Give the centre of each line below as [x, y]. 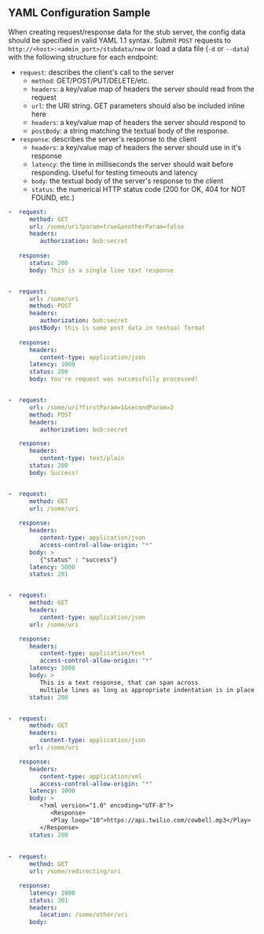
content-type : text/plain [82, 458]
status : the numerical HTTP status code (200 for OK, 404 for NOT [138, 189]
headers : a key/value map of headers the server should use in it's [136, 147]
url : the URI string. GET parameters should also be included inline [138, 105]
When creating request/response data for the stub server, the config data [127, 31]
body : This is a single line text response [101, 270]
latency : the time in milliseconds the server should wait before [132, 164]
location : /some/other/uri [84, 915]
